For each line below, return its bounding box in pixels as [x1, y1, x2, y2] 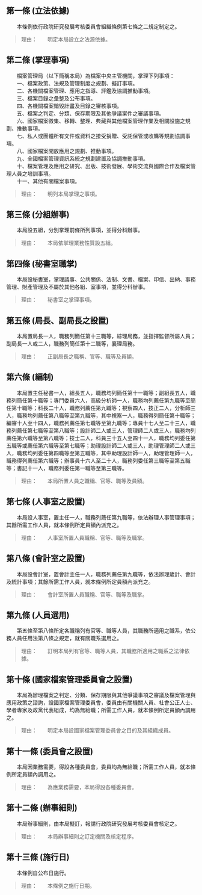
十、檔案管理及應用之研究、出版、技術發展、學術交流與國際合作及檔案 [16, 162, 191, 170]
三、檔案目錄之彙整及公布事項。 [16, 94, 96, 102]
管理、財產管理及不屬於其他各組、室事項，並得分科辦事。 [6, 283, 148, 291]
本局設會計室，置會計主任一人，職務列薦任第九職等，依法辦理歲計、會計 [16, 571, 196, 578]
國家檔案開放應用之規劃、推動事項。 [26, 147, 117, 155]
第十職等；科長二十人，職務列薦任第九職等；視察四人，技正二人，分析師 [11, 404, 191, 411]
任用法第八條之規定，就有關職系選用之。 [22, 634, 122, 642]
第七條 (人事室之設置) [6, 497, 85, 507]
